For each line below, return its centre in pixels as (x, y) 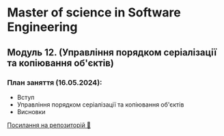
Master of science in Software (94, 13)
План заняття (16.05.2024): (55, 82)
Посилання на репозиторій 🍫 (49, 125)
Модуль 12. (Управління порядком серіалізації (112, 52)
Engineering (42, 27)
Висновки (31, 111)
